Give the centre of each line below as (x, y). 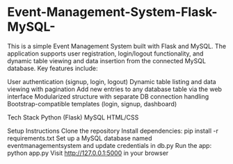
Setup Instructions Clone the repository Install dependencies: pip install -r (113, 131)
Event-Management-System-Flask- (112, 12)
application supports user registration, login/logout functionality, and (105, 54)
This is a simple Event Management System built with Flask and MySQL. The (117, 46)
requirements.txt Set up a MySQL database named (80, 138)
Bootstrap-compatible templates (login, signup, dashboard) (92, 104)
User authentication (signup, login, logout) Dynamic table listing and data (112, 81)
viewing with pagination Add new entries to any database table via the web (115, 89)
